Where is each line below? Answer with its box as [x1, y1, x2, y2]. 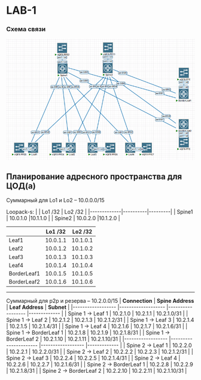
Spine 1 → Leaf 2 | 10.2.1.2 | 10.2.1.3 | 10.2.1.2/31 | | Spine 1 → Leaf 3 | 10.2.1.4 [6, 316, 194, 323]
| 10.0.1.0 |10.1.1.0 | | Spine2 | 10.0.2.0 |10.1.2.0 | [6, 215, 121, 222]
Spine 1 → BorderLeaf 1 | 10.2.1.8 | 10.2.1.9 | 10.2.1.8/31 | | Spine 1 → [6, 329, 170, 336]
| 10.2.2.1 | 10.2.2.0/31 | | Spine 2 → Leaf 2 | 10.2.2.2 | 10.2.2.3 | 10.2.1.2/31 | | [6, 348, 193, 355]
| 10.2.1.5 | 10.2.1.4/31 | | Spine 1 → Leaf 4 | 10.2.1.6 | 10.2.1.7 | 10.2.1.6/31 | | [6, 323, 188, 330]
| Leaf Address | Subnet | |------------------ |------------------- [6, 303, 166, 311]
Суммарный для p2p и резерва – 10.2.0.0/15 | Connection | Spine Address [6, 297, 194, 304]
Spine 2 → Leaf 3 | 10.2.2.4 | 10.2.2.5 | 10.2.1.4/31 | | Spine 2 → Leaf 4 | [6, 354, 181, 361]
